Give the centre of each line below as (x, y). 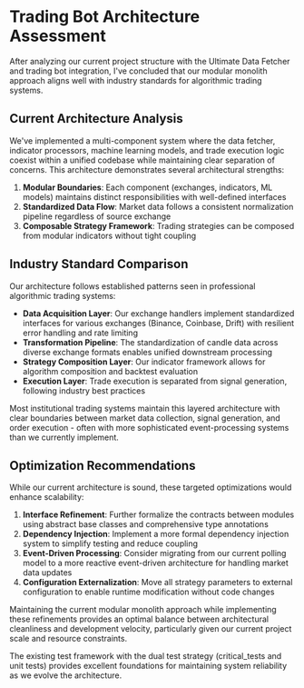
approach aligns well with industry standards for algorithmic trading (136, 80)
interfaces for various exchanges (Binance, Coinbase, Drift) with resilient (158, 323)
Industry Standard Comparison (99, 264)
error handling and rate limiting (80, 333)
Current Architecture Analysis (96, 119)
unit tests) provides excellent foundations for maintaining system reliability (148, 666)
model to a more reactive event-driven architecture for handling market (155, 563)
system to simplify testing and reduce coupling (110, 543)
